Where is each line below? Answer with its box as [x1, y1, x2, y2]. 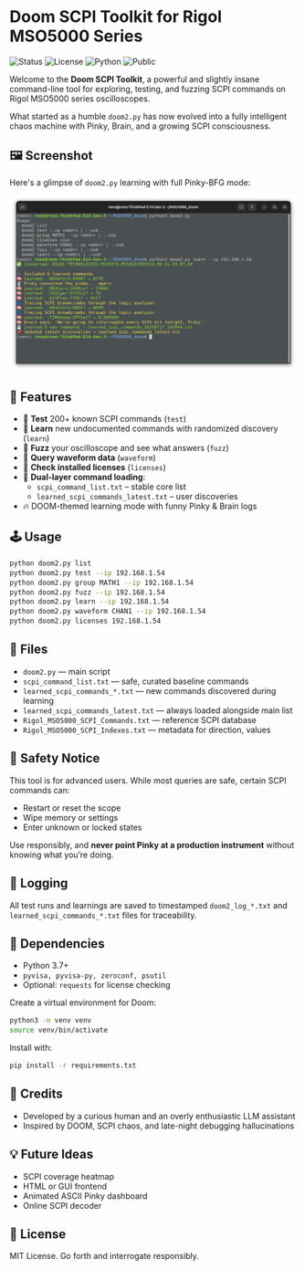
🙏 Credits [9, 1086, 64, 1102]
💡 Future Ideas [9, 1147, 94, 1162]
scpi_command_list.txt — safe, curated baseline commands [22, 676, 249, 687]
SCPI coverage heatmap [22, 1170, 115, 1181]
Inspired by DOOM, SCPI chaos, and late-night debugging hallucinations [22, 1120, 295, 1131]
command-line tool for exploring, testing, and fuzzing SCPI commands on [9, 83, 286, 94]
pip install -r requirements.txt [9, 1061, 137, 1070]
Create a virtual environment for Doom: [9, 997, 157, 1008]
